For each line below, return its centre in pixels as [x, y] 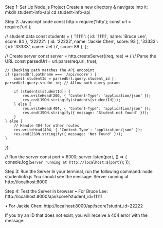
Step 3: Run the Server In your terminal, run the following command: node [79, 171]
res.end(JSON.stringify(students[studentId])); [72, 100]
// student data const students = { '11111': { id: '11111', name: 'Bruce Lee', [76, 36]
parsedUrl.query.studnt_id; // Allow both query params [63, 83]
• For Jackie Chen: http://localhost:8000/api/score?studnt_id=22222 [74, 206]
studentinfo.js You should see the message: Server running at [67, 177]
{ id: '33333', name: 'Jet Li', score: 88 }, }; [47, 47]
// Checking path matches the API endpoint [50, 70]
